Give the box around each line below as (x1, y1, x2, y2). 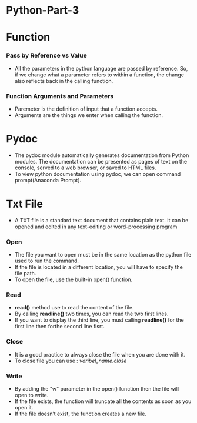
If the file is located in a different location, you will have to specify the (14, 264, 183, 271)
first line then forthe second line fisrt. (14, 323, 105, 330)
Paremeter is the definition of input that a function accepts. (14, 105, 158, 112)
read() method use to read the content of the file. (14, 304, 134, 311)
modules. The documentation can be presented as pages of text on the (14, 158, 187, 165)
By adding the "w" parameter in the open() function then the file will (14, 385, 179, 392)
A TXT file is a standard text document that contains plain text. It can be (14, 217, 189, 224)
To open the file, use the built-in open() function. (14, 276, 133, 283)
